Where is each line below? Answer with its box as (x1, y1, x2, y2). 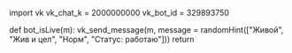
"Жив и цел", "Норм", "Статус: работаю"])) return (9, 34, 195, 44)
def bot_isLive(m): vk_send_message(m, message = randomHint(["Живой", (9, 25, 284, 34)
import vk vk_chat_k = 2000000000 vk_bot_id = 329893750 (9, 8, 230, 18)
